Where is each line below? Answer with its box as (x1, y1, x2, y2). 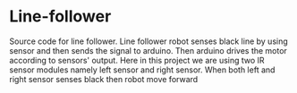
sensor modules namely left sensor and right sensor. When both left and (9, 64, 276, 75)
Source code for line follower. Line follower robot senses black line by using (9, 36, 288, 46)
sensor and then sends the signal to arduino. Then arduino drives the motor (9, 45, 288, 55)
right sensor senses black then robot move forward (9, 73, 199, 84)
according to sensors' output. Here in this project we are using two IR (9, 55, 266, 65)
